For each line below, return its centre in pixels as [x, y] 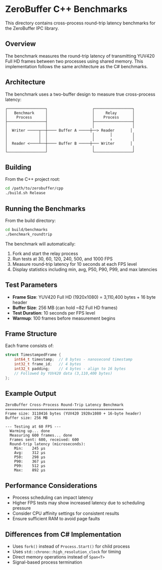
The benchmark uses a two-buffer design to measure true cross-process [80, 94]
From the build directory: [30, 221]
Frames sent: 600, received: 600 [44, 440]
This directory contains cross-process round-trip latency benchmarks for [80, 23]
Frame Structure [31, 334]
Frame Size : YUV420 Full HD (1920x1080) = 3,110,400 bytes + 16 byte [84, 297]
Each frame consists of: [29, 346]
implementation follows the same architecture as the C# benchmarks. [77, 66]
